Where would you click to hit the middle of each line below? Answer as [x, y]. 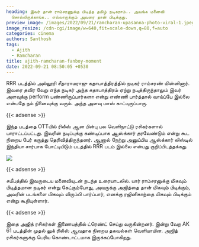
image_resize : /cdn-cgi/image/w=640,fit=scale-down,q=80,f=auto [87, 28]
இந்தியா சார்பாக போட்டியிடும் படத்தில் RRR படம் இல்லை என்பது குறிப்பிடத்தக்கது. [97, 147]
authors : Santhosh [29, 39]
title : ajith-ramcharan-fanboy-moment [54, 61]
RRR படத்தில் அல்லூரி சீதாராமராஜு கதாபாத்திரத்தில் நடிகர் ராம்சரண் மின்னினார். [98, 83]
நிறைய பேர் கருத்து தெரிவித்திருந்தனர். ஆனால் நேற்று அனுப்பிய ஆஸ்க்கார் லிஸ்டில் [99, 140]
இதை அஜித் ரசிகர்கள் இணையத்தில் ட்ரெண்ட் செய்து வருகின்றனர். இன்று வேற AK [98, 224]
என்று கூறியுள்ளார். [28, 201]
